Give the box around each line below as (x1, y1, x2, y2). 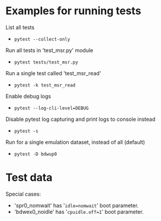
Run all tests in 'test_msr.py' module (5, 46, 94, 54)
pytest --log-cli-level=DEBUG (14, 105, 89, 111)
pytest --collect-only (14, 36, 70, 42)
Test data (5, 171, 53, 184)
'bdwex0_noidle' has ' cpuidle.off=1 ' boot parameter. (14, 208, 144, 215)
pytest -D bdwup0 (14, 151, 57, 157)
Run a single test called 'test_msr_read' (5, 69, 101, 76)
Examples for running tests (5, 4, 141, 18)
